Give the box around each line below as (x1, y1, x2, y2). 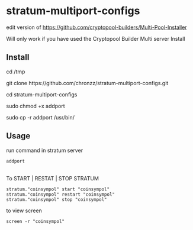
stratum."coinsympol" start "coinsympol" (6, 186, 110, 192)
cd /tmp (6, 68, 25, 75)
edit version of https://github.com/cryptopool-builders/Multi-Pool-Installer (6, 24, 188, 31)
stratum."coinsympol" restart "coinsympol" (6, 191, 115, 197)
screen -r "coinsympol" (6, 218, 65, 224)
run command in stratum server (6, 147, 83, 154)
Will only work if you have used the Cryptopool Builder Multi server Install (6, 35, 185, 42)
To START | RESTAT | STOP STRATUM (6, 174, 99, 182)
